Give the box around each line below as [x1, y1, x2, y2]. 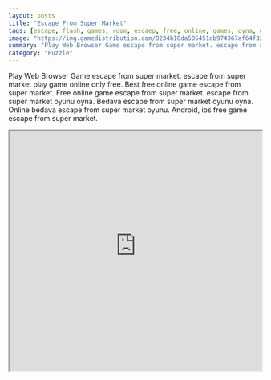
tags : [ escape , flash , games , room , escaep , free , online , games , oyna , [8, 26, 257, 34]
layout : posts [8, 11, 56, 20]
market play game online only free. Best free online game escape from [8, 79, 241, 89]
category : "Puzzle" [8, 49, 74, 57]
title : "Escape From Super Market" [8, 19, 127, 27]
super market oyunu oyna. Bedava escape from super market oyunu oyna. [8, 97, 254, 106]
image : [8, 34, 30, 42]
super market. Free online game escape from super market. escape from [8, 88, 249, 97]
